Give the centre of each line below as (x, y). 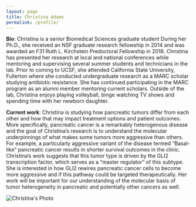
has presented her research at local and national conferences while (87, 58)
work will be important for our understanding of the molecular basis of (91, 181)
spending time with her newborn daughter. (58, 101)
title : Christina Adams (35, 17)
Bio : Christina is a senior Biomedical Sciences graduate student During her (96, 39)
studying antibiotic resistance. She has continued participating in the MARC (97, 82)
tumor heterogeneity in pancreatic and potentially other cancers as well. (93, 187)
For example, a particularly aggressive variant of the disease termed (89, 143)
